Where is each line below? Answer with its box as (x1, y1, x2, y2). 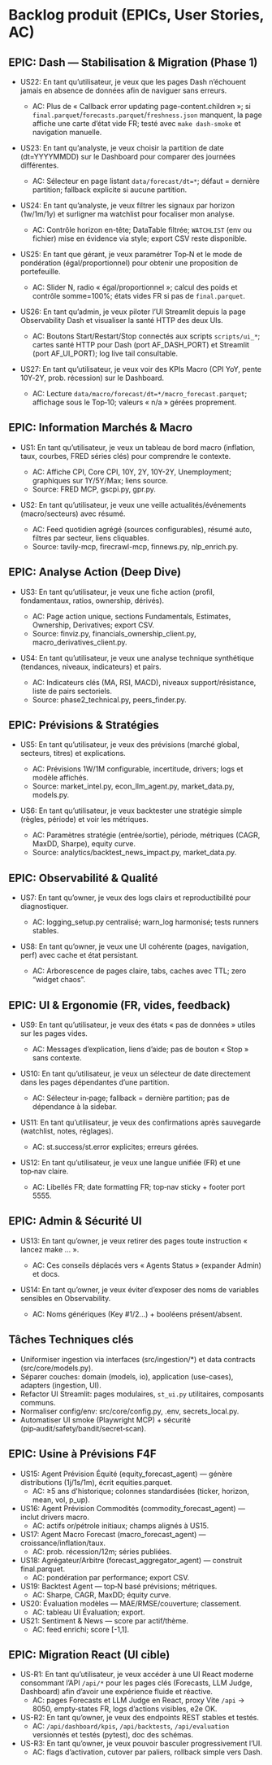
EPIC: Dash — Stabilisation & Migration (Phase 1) (8, 55, 258, 69)
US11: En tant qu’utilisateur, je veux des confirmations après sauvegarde (19, 1117, 261, 1128)
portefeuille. (19, 267, 61, 276)
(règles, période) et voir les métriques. (19, 815, 149, 824)
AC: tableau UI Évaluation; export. (32, 1607, 145, 1617)
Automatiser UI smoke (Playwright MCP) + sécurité (19, 1414, 191, 1425)
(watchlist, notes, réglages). (19, 1126, 114, 1136)
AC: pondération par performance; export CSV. (32, 1572, 190, 1582)
